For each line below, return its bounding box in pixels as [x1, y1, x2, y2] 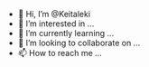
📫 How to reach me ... [17, 48, 102, 58]
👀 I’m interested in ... [17, 18, 95, 29]
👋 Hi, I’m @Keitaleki [17, 9, 91, 19]
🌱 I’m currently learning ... [17, 28, 115, 38]
